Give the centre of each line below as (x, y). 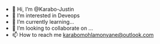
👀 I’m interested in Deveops (46, 15)
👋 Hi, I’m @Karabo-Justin (43, 9)
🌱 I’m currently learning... (43, 22)
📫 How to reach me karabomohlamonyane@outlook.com (83, 35)
